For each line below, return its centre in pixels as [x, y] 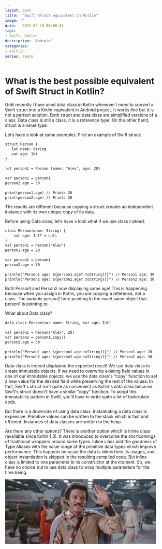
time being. [16, 472]
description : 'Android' [29, 41]
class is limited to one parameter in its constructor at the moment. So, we [78, 462]
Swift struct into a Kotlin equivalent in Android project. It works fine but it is [79, 110]
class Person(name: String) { [36, 231]
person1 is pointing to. [27, 304]
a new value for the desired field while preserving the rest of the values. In [79, 381]
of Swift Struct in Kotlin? [55, 91]
